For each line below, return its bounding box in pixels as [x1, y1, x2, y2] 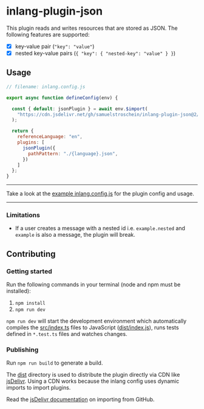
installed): [6, 287, 32, 295]
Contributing [6, 248, 56, 259]
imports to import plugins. [6, 384, 71, 391]
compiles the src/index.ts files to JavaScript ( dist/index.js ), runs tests [6, 324, 179, 331]
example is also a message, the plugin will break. [15, 231, 135, 239]
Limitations [6, 211, 41, 220]
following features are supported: [6, 30, 90, 38]
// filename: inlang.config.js [6, 83, 86, 89]
